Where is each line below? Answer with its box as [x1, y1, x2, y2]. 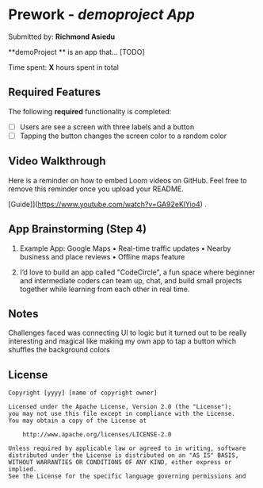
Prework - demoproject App [8, 6, 196, 24]
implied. [8, 466, 37, 474]
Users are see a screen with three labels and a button [19, 121, 195, 132]
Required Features [8, 86, 101, 99]
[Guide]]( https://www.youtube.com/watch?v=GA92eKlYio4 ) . [8, 199, 208, 209]
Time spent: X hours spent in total [8, 62, 119, 72]
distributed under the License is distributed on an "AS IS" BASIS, [8, 451, 239, 459]
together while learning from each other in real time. [19, 284, 190, 294]
